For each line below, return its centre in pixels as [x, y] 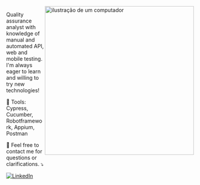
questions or [22, 158]
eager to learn [24, 71]
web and [17, 52]
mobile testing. [24, 59]
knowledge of [23, 33]
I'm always [19, 65]
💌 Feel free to [23, 145]
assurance [19, 21]
